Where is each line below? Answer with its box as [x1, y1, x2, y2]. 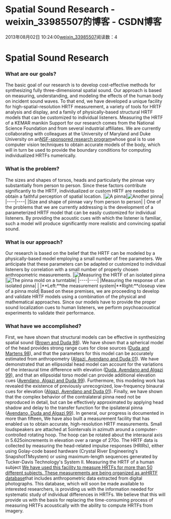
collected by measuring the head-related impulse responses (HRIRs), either [5, 443, 164, 449]
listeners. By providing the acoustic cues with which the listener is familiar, [5, 215, 162, 221]
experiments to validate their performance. [5, 310, 95, 316]
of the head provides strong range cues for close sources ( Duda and [5, 345, 150, 351]
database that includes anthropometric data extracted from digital [5, 475, 142, 481]
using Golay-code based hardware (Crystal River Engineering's [5, 448, 138, 454]
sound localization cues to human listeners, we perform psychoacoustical [5, 304, 160, 311]
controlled [5, 432, 27, 438]
